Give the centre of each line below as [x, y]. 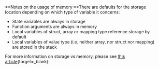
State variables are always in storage [49, 21]
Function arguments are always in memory [54, 27]
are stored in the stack [34, 47]
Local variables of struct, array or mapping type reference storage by [81, 32]
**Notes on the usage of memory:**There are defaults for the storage [76, 7]
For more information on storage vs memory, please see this [65, 56]
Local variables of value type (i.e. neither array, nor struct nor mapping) [83, 42]
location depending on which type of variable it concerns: [63, 12]
